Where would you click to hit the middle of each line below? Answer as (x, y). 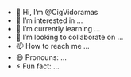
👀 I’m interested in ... (49, 20)
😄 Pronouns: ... (41, 57)
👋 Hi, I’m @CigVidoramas (57, 12)
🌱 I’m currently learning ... (58, 29)
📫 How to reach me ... (52, 46)
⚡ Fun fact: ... (37, 66)
